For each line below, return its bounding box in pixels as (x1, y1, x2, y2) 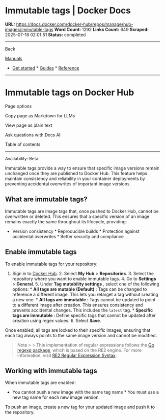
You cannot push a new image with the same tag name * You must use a (12, 389, 159, 395)
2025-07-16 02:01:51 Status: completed (5, 32, 86, 37)
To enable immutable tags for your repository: (5, 261, 98, 267)
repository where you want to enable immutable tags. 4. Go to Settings (12, 276, 156, 281)
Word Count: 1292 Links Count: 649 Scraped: (54, 26, 149, 32)
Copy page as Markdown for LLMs (5, 112, 75, 118)
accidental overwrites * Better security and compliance (12, 233, 124, 239)
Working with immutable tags (5, 366, 97, 375)
